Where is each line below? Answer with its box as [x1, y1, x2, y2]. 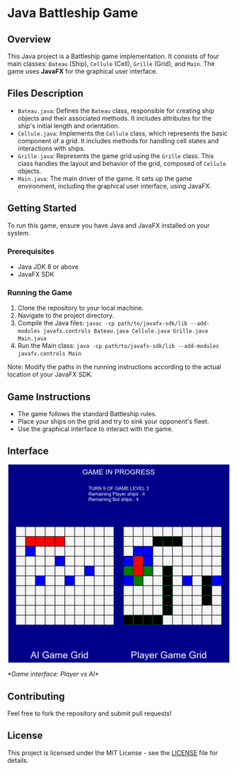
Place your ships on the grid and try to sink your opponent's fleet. [17, 417, 209, 426]
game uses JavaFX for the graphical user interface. [7, 67, 158, 75]
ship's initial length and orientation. [17, 121, 120, 130]
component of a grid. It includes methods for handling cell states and [17, 136, 219, 145]
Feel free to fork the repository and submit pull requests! [7, 709, 172, 718]
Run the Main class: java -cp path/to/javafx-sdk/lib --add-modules [17, 342, 219, 350]
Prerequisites [7, 246, 54, 256]
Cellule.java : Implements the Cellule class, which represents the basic [17, 129, 228, 138]
